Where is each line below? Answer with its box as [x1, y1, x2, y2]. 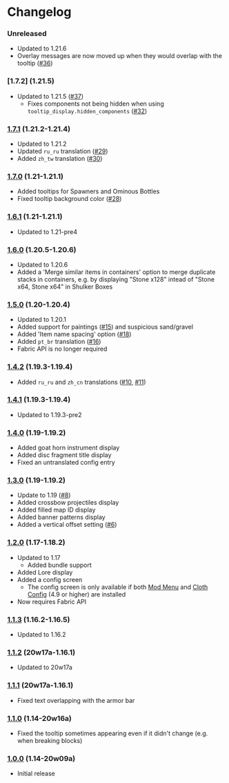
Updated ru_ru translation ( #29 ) [17, 147, 108, 155]
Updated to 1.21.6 [17, 44, 67, 52]
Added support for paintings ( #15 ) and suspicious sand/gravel [17, 322, 194, 331]
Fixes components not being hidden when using [27, 99, 164, 108]
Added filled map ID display [17, 505, 96, 514]
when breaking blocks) [17, 736, 83, 744]
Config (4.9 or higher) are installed [27, 590, 126, 598]
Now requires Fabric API [17, 597, 87, 606]
